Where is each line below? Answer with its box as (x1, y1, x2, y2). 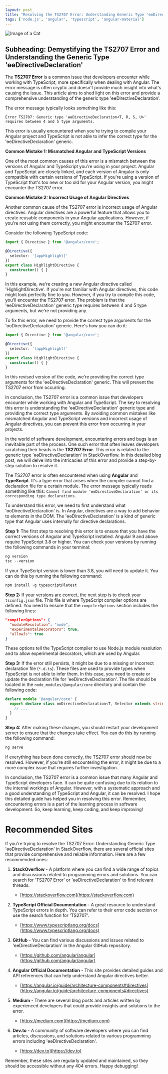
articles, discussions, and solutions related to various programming (12, 1032, 151, 1039)
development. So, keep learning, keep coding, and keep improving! (5, 806, 143, 812)
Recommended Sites (5, 824, 93, 835)
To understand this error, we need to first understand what (5, 502, 126, 508)
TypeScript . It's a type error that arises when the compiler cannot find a (5, 478, 154, 484)
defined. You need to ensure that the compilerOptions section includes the (5, 603, 158, 609)
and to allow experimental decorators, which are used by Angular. (5, 650, 141, 656)
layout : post (5, 7, 32, 13)
